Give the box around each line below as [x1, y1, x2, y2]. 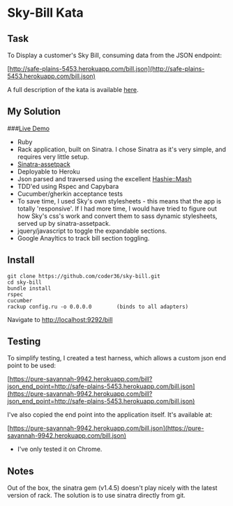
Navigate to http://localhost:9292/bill [7, 315, 113, 323]
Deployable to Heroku [17, 167, 80, 176]
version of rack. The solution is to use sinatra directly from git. [7, 491, 186, 500]
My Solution [7, 106, 61, 118]
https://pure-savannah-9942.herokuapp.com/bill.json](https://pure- [9, 424, 204, 433]
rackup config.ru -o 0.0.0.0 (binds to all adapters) [7, 303, 189, 310]
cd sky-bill [7, 279, 42, 286]
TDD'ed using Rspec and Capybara [17, 182, 119, 190]
